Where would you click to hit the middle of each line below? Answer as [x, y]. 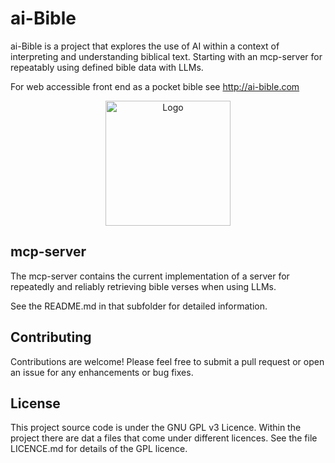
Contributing [51, 337]
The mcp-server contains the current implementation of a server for [150, 276]
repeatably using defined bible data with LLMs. [107, 67]
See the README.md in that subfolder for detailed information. [139, 306]
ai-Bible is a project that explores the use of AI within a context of [145, 46]
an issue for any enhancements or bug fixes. [102, 372]
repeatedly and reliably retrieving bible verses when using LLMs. [143, 286]
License [35, 403]
